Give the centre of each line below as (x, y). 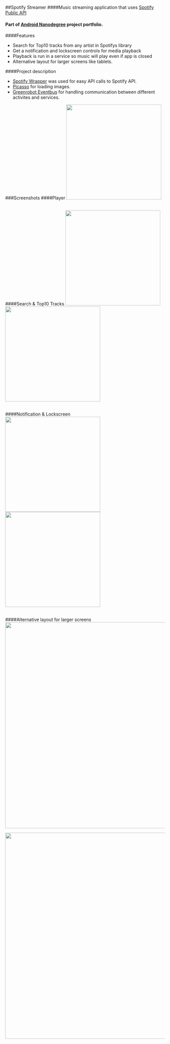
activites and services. (36, 97)
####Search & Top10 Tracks (35, 304)
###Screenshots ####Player (35, 198)
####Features (20, 36)
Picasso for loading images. (41, 87)
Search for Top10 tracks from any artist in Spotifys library (72, 46)
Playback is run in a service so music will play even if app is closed (82, 56)
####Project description (31, 72)
